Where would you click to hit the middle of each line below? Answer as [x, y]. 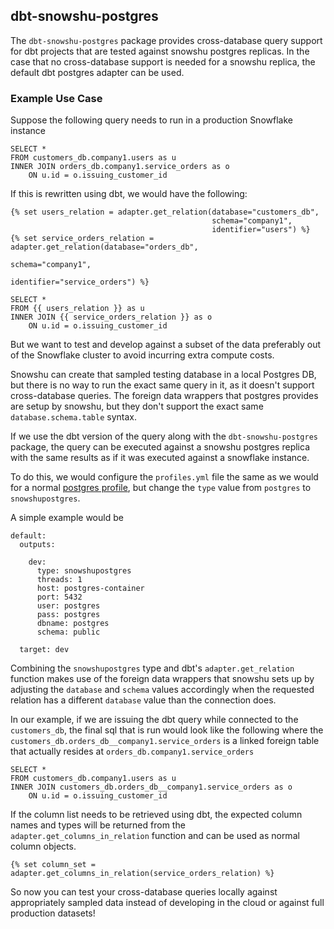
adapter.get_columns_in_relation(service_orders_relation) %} [142, 874]
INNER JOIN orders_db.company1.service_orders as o [120, 167]
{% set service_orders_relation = [82, 239]
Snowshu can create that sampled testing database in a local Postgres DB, [163, 375]
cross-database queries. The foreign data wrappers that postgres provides [164, 396]
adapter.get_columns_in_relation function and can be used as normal [155, 836]
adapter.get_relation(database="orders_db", [104, 247]
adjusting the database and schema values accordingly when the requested [162, 690]
